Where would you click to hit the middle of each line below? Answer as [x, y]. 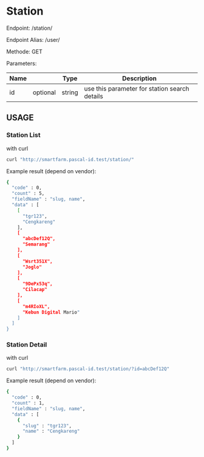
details [93, 96]
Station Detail [27, 345]
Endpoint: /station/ [29, 28]
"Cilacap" [35, 290]
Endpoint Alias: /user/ [33, 40]
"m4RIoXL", [36, 306]
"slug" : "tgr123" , [47, 426]
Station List [23, 135]
